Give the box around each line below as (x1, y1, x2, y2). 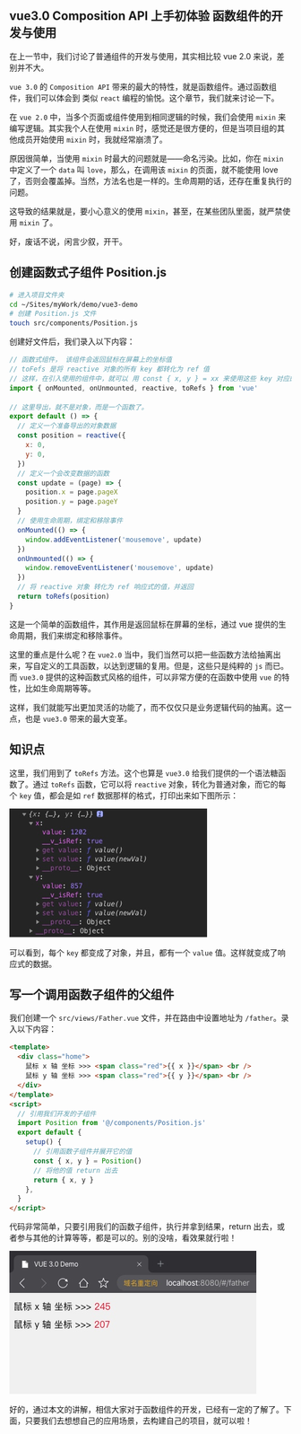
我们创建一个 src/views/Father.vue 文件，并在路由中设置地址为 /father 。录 (9, 1013, 289, 1024)
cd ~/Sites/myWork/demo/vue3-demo (9, 300, 139, 309)
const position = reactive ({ (17, 431, 126, 440)
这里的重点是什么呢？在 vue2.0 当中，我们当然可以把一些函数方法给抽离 (9, 649, 273, 660)
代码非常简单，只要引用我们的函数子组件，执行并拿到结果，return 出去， (9, 1221, 278, 1232)
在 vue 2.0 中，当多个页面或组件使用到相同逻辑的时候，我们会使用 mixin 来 (9, 111, 287, 122)
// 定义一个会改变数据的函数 (17, 469, 110, 478)
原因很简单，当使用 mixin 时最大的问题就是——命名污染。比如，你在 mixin (9, 153, 284, 163)
